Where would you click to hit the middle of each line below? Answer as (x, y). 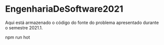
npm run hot (18, 37)
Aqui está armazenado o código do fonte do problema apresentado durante (82, 22)
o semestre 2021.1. (24, 27)
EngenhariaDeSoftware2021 (64, 9)
